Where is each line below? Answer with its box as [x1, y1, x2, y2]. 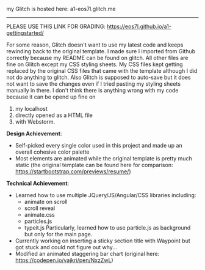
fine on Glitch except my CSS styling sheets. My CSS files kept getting [6, 61, 183, 68]
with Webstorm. [15, 118, 56, 125]
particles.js [24, 217, 52, 225]
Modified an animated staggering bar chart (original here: [15, 250, 160, 257]
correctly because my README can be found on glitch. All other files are [6, 54, 189, 61]
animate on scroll [24, 198, 68, 205]
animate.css [24, 211, 55, 218]
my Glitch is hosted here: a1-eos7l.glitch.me [6, 6, 116, 12]
